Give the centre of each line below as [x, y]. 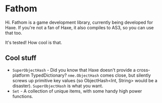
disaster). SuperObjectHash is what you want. [57, 86]
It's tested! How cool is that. [34, 42]
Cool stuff [21, 58]
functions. [23, 96]
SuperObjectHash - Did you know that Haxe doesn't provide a [74, 70]
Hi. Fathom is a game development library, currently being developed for [79, 22]
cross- [143, 70]
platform [21, 75]
